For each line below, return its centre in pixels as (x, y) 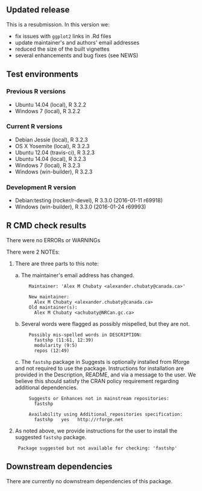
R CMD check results (46, 226)
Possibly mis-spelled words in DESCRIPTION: (86, 335)
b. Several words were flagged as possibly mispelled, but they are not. (102, 324)
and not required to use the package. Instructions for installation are (99, 368)
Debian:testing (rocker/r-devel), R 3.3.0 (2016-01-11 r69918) (89, 201)
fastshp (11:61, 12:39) (64, 340)
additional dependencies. (46, 387)
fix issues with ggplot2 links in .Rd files (63, 36)
